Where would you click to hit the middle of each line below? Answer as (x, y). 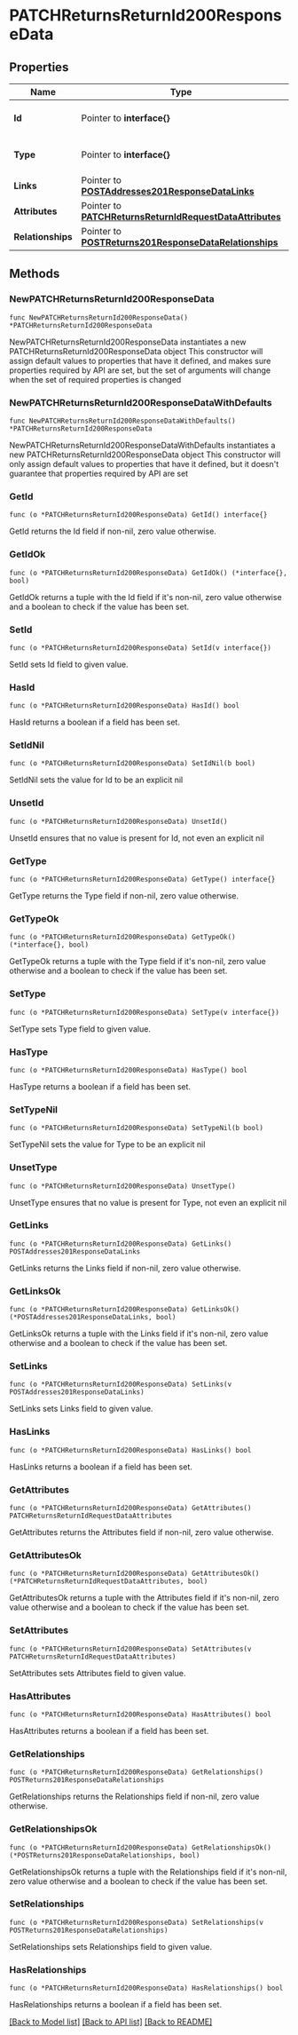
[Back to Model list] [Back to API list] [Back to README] (111, 2022)
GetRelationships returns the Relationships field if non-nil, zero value (134, 1797)
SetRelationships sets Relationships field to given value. (111, 1946)
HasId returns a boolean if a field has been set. (94, 722)
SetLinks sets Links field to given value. (81, 1409)
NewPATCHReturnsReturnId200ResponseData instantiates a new (128, 342)
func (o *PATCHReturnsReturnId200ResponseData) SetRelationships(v (137, 1922)
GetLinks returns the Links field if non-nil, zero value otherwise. (125, 1268)
